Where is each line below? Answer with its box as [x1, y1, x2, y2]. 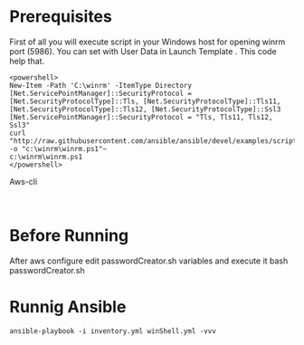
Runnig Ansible [9, 297, 127, 318]
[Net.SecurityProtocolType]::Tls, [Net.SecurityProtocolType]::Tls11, [9, 97, 281, 106]
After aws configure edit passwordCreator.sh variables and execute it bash [9, 255, 289, 266]
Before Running [9, 225, 129, 246]
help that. [9, 55, 45, 66]
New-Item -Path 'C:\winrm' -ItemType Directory [9, 81, 193, 90]
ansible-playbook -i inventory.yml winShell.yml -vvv [9, 326, 217, 336]
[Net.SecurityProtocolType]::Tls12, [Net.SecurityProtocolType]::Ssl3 [9, 104, 281, 114]
